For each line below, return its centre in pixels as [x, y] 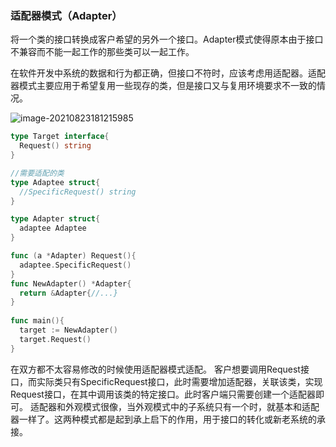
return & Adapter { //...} [68, 293]
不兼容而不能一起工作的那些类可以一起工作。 [102, 52]
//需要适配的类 [37, 173]
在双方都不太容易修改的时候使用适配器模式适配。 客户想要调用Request [155, 369]
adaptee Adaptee [53, 228]
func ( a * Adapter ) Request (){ [73, 256]
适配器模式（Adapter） [66, 15]
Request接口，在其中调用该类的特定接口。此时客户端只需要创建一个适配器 [163, 394]
